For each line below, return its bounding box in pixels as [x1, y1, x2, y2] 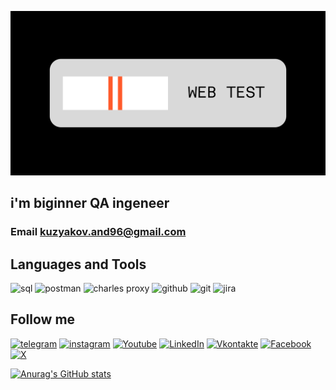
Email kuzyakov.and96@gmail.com [10, 225, 187, 239]
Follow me [10, 311, 76, 328]
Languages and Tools [10, 256, 147, 273]
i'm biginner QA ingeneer [10, 195, 170, 212]
